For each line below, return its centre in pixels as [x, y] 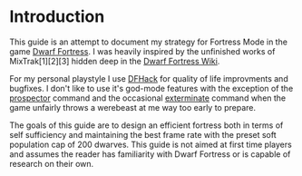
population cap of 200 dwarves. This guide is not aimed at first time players [151, 144]
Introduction [57, 17]
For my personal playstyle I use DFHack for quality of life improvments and [149, 78]
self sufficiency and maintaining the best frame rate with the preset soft [143, 134]
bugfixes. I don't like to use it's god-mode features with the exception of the [151, 88]
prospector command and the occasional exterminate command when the [148, 98]
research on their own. [52, 163]
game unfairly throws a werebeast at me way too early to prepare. [133, 107]
